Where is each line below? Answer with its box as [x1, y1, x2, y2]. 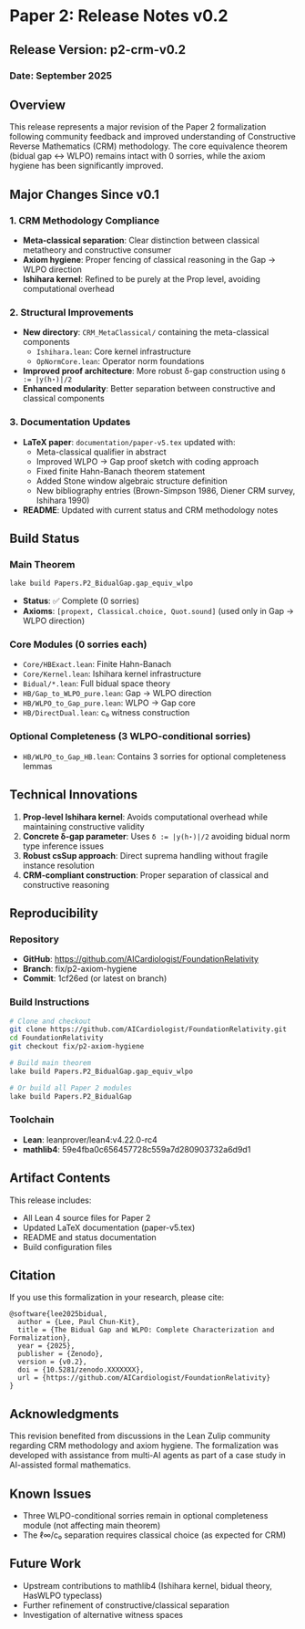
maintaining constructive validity [22, 820, 145, 831]
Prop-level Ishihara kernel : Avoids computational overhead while [22, 811, 269, 822]
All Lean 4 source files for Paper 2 [22, 1212, 151, 1223]
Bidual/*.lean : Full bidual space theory [22, 678, 171, 689]
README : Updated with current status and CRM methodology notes [22, 504, 279, 516]
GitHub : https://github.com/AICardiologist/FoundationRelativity [22, 954, 259, 965]
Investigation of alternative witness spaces [22, 1609, 184, 1620]
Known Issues [9, 1486, 92, 1501]
